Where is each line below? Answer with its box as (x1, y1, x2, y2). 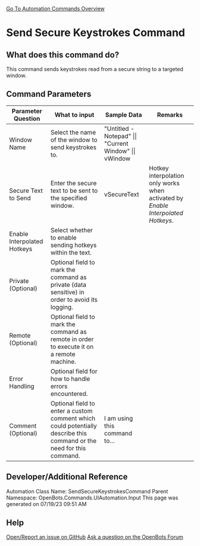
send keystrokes (50, 143, 97, 151)
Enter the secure (50, 179, 97, 187)
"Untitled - (104, 124, 135, 133)
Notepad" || (104, 131, 137, 140)
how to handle (50, 375, 90, 383)
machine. (50, 357, 76, 366)
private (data (50, 280, 86, 289)
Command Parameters (6, 89, 92, 99)
